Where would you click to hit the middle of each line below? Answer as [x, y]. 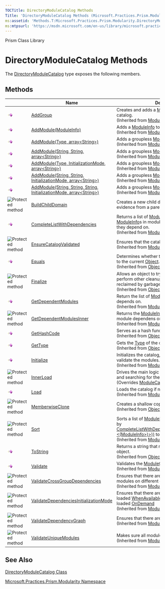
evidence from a [133, 207]
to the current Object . [138, 262]
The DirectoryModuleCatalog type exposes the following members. [73, 74]
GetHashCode [45, 333]
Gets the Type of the [137, 343]
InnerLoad [41, 377]
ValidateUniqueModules [55, 538]
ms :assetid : [17, 21]
